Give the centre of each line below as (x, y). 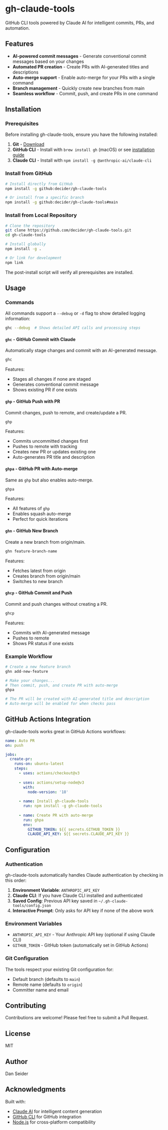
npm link (14, 262)
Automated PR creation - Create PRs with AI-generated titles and (80, 66)
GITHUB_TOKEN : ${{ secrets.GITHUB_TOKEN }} (74, 829)
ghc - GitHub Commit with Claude (40, 339)
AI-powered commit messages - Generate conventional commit (79, 56)
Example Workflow (29, 656)
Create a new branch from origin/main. (45, 542)
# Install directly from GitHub (39, 184)
